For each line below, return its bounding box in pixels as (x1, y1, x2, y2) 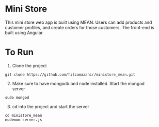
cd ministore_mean (5, 113, 42, 118)
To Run (5, 47, 34, 58)
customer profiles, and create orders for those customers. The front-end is (5, 24, 155, 30)
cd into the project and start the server (12, 103, 90, 110)
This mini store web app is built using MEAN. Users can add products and (5, 19, 152, 25)
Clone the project (12, 63, 47, 68)
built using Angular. (5, 30, 44, 35)
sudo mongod (5, 95, 29, 100)
